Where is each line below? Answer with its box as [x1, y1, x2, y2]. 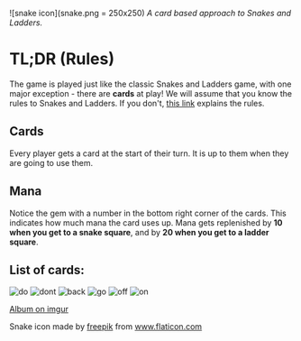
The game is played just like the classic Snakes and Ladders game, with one [9, 78, 292, 89]
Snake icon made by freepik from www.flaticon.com [9, 321, 203, 332]
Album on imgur [9, 304, 69, 315]
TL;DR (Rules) [9, 49, 115, 69]
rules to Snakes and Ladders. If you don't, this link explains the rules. [9, 97, 265, 108]
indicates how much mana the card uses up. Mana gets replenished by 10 [9, 217, 283, 228]
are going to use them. [9, 157, 94, 168]
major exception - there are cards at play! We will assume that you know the [9, 88, 293, 98]
